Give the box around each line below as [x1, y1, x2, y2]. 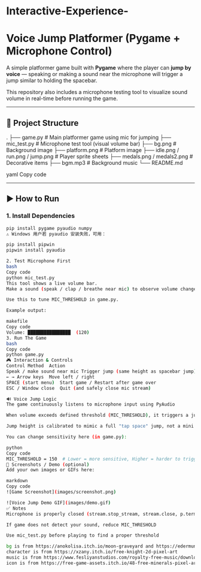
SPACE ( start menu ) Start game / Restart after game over [6, 379, 157, 386]
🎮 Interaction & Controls [6, 358, 73, 364]
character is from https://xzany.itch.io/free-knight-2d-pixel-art [6, 549, 178, 555]
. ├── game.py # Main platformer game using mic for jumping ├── [6, 134, 172, 141]
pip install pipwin [6, 241, 55, 248]
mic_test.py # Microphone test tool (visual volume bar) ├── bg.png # [6, 140, 176, 147]
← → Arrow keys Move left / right [6, 374, 95, 380]
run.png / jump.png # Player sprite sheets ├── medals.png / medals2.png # [6, 153, 193, 160]
